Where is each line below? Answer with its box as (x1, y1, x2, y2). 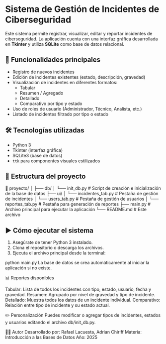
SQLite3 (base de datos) (12, 152, 63, 158)
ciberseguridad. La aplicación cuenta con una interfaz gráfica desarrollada (5, 36, 158, 42)
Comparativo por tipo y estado (19, 101, 83, 107)
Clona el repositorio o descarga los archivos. (12, 245, 104, 251)
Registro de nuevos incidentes (12, 69, 75, 75)
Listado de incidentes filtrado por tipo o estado (12, 111, 108, 117)
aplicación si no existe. (5, 265, 52, 271)
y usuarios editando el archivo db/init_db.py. (5, 320, 96, 326)
